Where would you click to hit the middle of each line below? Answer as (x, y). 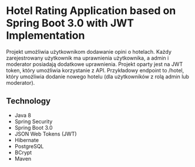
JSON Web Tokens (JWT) (46, 134)
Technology (28, 101)
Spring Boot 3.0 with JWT (70, 23)
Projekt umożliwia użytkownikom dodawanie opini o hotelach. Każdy (89, 51)
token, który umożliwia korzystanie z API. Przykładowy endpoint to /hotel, (95, 70)
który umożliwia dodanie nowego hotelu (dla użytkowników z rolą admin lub (98, 76)
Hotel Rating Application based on (91, 11)
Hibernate (27, 140)
